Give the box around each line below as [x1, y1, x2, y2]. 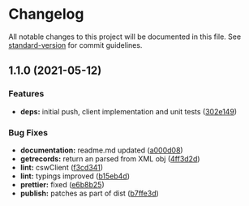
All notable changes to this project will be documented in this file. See [8, 32, 242, 41]
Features [8, 88, 45, 100]
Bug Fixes [8, 127, 49, 138]
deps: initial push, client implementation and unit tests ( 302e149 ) [19, 106, 238, 116]
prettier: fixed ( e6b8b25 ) [19, 179, 105, 189]
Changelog [8, 5, 84, 24]
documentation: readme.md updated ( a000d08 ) [19, 145, 184, 155]
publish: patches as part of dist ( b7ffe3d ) [19, 188, 160, 198]
